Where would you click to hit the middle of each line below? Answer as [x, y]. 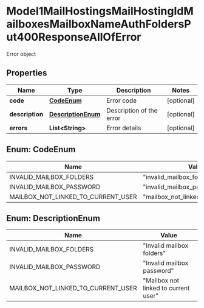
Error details [124, 128]
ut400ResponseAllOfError [74, 37]
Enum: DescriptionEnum [53, 218]
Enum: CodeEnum [41, 149]
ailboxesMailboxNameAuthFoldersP [99, 24]
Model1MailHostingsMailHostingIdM [100, 11]
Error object [21, 54]
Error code [121, 100]
